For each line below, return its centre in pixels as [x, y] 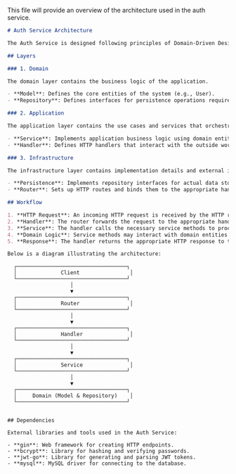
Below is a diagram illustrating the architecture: [84, 254]
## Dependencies [31, 421]
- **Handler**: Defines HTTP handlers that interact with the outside [113, 145]
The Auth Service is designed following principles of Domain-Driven [111, 43]
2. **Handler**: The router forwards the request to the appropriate [111, 222]
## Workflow [25, 203]
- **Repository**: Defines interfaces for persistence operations [106, 101]
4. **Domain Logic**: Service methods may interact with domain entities [118, 235]
